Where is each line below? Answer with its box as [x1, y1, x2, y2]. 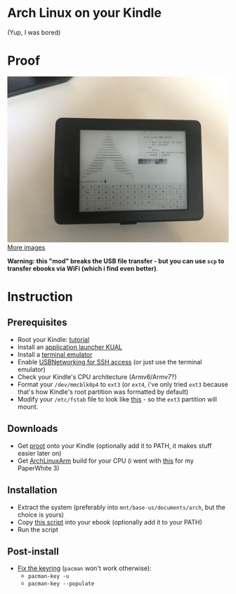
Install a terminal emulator [17, 350, 93, 359]
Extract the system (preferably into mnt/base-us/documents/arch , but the [17, 503, 226, 511]
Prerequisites [7, 317, 67, 329]
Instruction [7, 289, 73, 305]
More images [7, 243, 46, 251]
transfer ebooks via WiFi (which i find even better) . [7, 264, 159, 272]
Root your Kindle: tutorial [17, 335, 90, 343]
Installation [7, 484, 58, 496]
